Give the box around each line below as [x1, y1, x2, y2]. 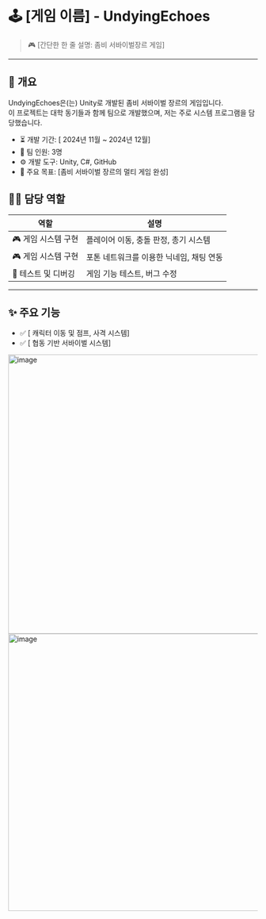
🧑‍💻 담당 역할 [8, 192, 66, 206]
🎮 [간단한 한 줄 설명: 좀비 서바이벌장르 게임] [27, 40, 165, 49]
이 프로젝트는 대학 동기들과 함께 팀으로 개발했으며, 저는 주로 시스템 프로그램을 [8, 108, 247, 117]
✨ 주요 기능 [8, 306, 61, 319]
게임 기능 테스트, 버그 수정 [85, 267, 177, 279]
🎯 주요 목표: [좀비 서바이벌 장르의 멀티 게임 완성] [19, 167, 169, 176]
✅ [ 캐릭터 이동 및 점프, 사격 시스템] [19, 329, 130, 338]
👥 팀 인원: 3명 [19, 147, 63, 156]
